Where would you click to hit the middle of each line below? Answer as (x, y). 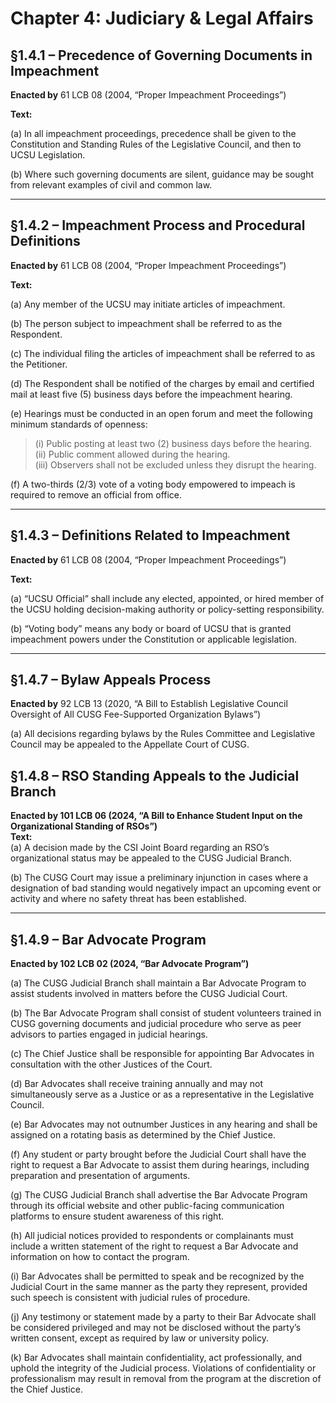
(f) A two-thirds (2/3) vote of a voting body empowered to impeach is (153, 484)
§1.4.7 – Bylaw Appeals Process (111, 680)
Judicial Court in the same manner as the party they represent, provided (159, 1287)
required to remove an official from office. (96, 494)
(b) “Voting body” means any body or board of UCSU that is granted (151, 628)
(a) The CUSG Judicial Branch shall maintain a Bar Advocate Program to (158, 983)
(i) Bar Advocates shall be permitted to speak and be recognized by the (157, 1276)
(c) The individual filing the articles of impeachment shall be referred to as (163, 353)
